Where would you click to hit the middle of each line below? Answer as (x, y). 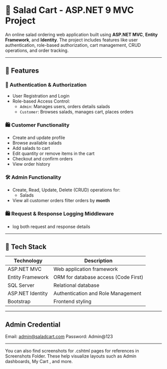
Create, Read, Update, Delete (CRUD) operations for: (66, 190)
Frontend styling (73, 302)
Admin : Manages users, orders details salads (65, 106)
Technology (28, 261)
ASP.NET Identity (28, 293)
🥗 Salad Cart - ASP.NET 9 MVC (70, 10)
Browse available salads (37, 143)
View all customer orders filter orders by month (61, 201)
